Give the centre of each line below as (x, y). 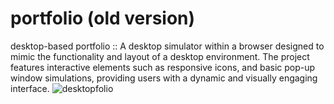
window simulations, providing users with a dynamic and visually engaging (164, 78)
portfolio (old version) (103, 18)
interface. (30, 88)
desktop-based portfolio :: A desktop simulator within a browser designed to (167, 46)
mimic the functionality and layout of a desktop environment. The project (160, 56)
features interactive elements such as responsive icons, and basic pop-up (163, 67)
